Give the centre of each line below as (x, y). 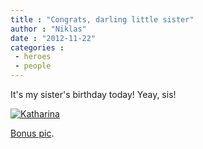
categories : (37, 47)
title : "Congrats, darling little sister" (102, 19)
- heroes (33, 57)
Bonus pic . (32, 133)
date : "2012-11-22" (53, 38)
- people (33, 66)
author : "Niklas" (48, 29)
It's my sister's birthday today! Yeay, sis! (93, 94)
